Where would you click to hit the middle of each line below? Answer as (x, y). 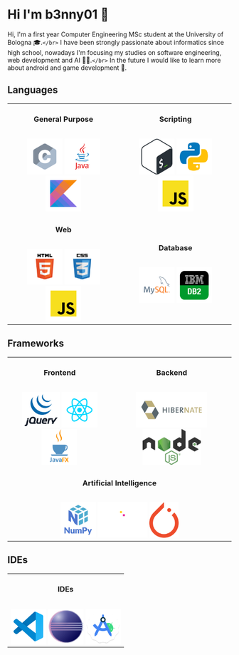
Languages (33, 90)
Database (175, 248)
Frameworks (36, 344)
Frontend (60, 373)
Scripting (175, 119)
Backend (172, 373)
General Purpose (64, 119)
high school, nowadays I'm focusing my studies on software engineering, (115, 52)
